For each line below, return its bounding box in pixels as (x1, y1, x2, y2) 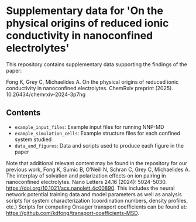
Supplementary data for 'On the (6, 4, 164, 18)
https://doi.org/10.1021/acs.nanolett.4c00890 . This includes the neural (6, 185, 175, 192)
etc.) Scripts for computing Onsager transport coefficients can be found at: (6, 203, 187, 210)
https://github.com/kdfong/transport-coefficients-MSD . (6, 209, 139, 216)
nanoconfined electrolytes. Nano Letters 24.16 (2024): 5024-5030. (6, 178, 167, 185)
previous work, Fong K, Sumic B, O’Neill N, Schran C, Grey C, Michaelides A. (6, 166, 190, 173)
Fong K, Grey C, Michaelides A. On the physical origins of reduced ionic (6, 78, 179, 86)
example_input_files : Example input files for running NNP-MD (14, 123, 164, 130)
